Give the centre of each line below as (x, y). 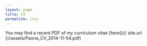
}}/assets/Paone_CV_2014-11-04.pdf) (43, 38)
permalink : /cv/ (22, 19)
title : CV (15, 14)
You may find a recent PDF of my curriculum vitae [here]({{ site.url (74, 33)
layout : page (19, 10)
